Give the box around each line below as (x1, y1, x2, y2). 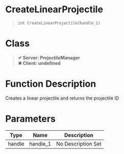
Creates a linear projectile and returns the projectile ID (5, 95, 119, 101)
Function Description (5, 78, 96, 90)
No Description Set (56, 140, 102, 147)
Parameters (5, 113, 56, 124)
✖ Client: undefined (17, 60, 61, 66)
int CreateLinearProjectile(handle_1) (17, 21, 101, 26)
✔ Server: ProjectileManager (17, 54, 80, 61)
